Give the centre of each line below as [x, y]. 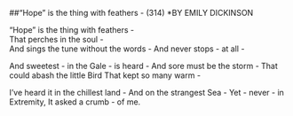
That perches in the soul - [56, 39]
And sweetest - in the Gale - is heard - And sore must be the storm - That [143, 66]
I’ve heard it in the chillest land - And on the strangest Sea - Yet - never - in [146, 93]
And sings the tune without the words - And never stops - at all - [127, 49]
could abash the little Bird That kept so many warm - [105, 75]
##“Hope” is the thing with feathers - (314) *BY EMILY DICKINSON [131, 13]
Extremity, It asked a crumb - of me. [75, 102]
